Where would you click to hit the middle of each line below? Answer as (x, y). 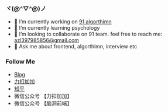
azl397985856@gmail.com (47, 40)
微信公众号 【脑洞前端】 (43, 103)
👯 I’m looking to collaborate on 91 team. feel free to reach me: (88, 34)
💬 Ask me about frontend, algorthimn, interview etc (76, 47)
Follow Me (20, 62)
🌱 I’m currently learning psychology (57, 28)
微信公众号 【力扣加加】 (43, 96)
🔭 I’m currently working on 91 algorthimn (63, 22)
